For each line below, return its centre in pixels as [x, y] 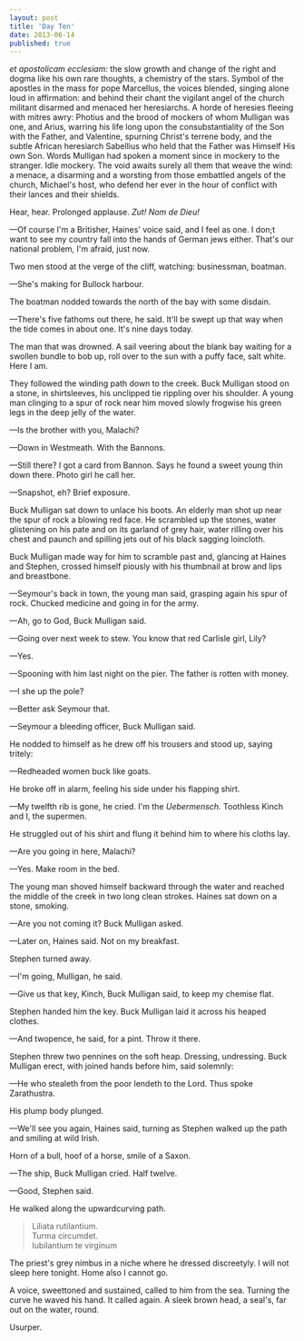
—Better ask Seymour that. [60, 709]
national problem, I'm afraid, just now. [80, 249]
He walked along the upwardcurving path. [88, 1208]
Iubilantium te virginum [74, 1246]
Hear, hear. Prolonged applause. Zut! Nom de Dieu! [104, 212]
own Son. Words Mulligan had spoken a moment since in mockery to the [145, 156]
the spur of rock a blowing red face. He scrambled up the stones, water [143, 520]
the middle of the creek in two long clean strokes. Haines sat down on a [143, 897]
